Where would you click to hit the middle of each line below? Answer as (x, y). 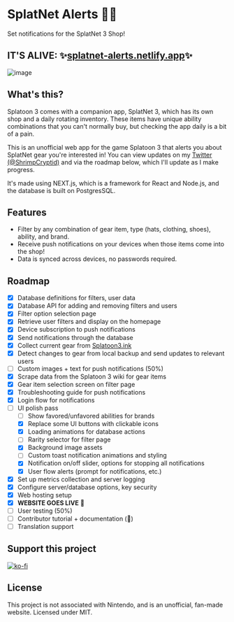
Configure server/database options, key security (87, 487)
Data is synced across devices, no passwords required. (97, 259)
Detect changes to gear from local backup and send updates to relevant (121, 353)
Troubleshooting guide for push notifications (81, 392)
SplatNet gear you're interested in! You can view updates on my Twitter (110, 155)
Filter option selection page (57, 313)
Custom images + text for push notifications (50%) (90, 368)
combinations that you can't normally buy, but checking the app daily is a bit (117, 126)
